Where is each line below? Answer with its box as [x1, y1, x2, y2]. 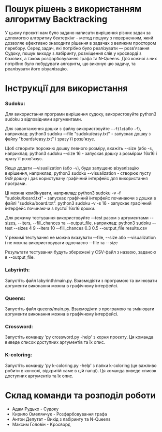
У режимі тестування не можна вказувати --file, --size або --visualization [5, 234, 156, 241]
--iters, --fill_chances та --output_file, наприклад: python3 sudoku [17, 220, 151, 226]
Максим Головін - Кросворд [12, 421, 71, 427]
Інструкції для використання [5, 83, 128, 94]
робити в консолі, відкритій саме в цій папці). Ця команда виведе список [5, 367, 157, 373]
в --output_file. [5, 254, 35, 260]
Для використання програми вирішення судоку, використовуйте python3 [5, 111, 157, 117]
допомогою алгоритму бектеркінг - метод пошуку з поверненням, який [5, 35, 154, 41]
